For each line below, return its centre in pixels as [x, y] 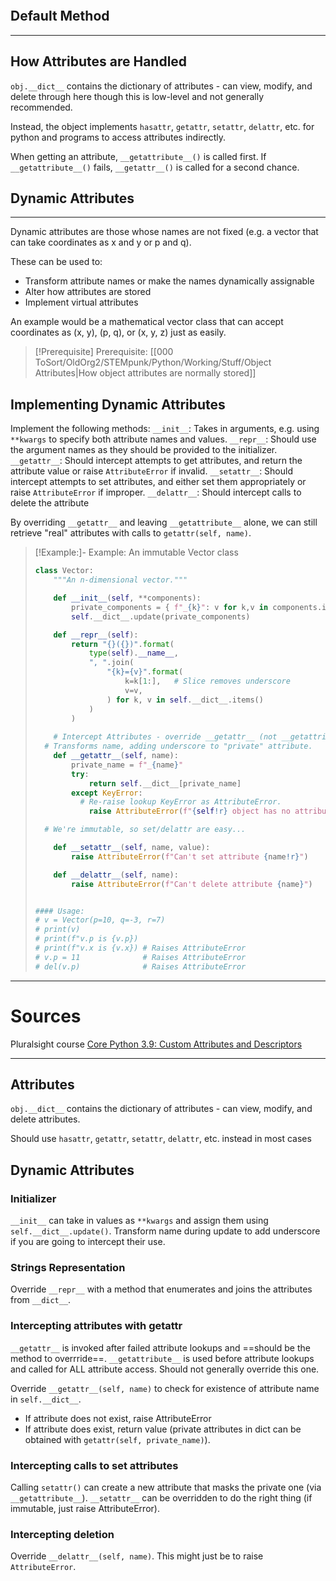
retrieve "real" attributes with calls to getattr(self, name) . [131, 533]
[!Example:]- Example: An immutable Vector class [136, 552]
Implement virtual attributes [81, 302]
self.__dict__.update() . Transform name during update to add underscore [165, 1231]
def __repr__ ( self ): [96, 635]
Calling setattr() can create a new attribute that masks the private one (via [166, 1487]
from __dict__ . [41, 1300]
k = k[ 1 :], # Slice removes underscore [207, 681]
